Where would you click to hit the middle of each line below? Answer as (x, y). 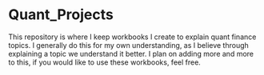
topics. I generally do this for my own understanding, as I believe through (129, 45)
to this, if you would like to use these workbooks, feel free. (105, 62)
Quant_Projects (61, 15)
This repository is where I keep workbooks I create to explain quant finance (132, 37)
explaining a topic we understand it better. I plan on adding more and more (131, 53)
